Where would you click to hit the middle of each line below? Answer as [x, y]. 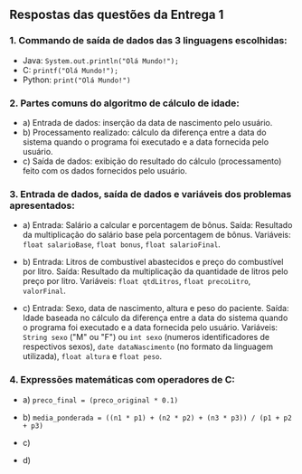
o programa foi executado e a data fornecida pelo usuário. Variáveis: [150, 327]
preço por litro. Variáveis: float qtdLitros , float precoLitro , [137, 281]
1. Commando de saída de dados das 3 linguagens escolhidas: [148, 41]
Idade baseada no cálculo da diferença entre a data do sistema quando [155, 318]
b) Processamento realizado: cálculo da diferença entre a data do [144, 132]
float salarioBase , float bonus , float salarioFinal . [122, 244]
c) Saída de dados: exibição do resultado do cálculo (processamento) [152, 161]
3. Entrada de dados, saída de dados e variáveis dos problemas [151, 194]
